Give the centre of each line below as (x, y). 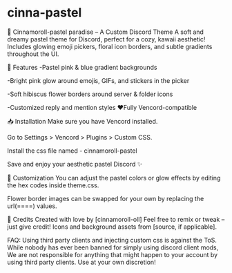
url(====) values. (32, 206)
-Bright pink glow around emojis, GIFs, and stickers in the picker (98, 80)
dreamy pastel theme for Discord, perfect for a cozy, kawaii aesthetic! (106, 39)
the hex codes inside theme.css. (53, 185)
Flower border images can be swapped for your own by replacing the (106, 198)
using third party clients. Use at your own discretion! (82, 262)
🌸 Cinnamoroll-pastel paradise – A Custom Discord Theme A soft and (105, 32)
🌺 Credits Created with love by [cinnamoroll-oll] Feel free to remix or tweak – (116, 219)
